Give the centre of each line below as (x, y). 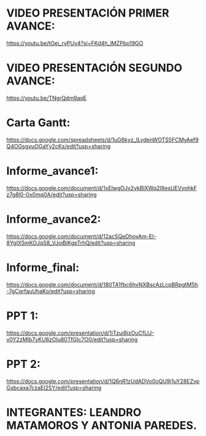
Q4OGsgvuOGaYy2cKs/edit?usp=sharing (59, 146)
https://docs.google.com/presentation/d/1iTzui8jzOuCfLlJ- (80, 333)
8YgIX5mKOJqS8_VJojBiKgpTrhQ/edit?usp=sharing (71, 243)
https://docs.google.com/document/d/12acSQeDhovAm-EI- (81, 236)
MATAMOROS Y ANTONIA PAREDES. (102, 425)
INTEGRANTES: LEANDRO (74, 412)
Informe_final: (43, 267)
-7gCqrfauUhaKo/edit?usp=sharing (51, 291)
